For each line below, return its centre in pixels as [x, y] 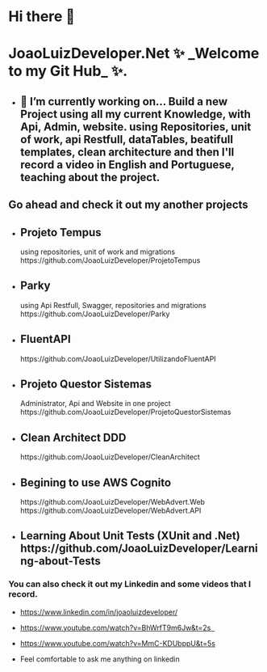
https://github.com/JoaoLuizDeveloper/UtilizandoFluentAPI [118, 358]
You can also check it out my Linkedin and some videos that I [130, 584]
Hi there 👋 [42, 17]
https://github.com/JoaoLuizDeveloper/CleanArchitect [110, 457]
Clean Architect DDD [73, 437]
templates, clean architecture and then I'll [127, 152]
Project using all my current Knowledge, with [136, 114]
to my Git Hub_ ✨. [68, 71]
